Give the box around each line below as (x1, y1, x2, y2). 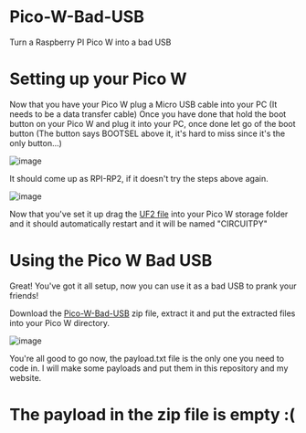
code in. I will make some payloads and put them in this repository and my (9, 363, 289, 374)
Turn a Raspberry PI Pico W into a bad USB (9, 37, 172, 48)
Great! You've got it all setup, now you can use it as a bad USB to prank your (9, 280, 297, 291)
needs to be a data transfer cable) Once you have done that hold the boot (9, 108, 287, 120)
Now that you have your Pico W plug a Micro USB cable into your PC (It (9, 99, 278, 110)
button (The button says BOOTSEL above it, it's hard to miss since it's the (9, 128, 286, 139)
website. (9, 372, 42, 383)
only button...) (9, 137, 62, 148)
